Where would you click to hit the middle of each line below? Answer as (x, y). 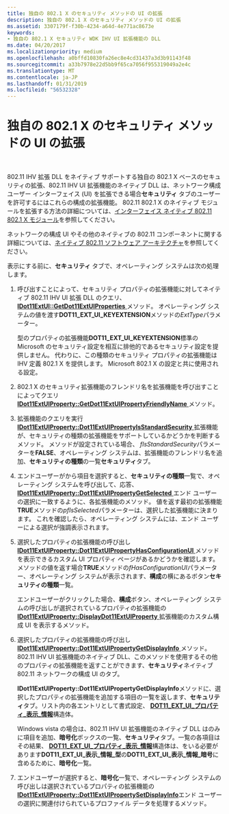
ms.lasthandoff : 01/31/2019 (47, 84)
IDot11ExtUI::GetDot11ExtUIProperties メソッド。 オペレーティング (111, 307)
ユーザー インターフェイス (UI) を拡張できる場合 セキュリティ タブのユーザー (114, 194)
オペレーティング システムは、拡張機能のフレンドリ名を (138, 453)
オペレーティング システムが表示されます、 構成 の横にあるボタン (119, 576)
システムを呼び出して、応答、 (96, 485)
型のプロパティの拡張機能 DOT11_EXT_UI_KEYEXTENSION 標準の (107, 338)
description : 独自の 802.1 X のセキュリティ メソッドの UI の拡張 (94, 20)
